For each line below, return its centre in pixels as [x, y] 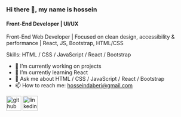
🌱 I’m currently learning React [51, 72]
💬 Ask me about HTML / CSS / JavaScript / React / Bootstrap [90, 79]
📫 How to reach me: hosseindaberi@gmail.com [74, 86]
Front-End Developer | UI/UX [42, 24]
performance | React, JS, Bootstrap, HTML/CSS [65, 43]
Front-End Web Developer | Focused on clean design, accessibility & [90, 37]
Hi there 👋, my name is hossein [52, 10]
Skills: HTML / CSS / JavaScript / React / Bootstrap [69, 55]
